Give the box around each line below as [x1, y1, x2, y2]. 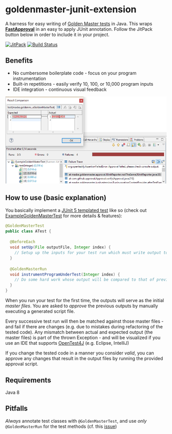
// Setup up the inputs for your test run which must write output [14, 250, 161, 255]
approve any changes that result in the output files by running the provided [5, 356, 163, 362]
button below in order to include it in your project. [5, 31, 110, 37]
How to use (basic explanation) [5, 193, 106, 202]
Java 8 [5, 389, 19, 396]
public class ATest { [5, 228, 52, 234]
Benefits [5, 56, 33, 65]
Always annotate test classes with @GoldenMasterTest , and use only [5, 418, 147, 424]
